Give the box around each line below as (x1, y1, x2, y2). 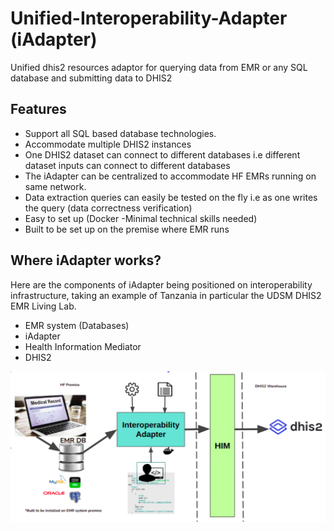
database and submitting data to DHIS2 (10, 72, 173, 84)
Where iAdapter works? (10, 252, 162, 269)
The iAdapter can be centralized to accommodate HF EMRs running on (24, 170, 317, 182)
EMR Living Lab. (10, 300, 77, 312)
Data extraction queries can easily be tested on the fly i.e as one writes (24, 191, 318, 203)
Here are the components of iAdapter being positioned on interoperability (10, 278, 313, 291)
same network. (24, 180, 87, 192)
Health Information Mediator (24, 340, 142, 352)
